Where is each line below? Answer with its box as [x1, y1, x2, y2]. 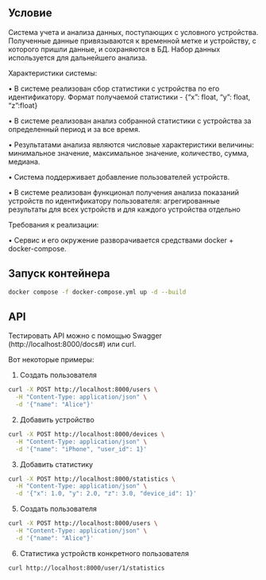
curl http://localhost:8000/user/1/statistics [8, 564, 165, 572]
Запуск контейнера [8, 267, 110, 281]
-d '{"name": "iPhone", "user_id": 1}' [15, 445, 148, 453]
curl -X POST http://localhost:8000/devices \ [8, 430, 165, 438]
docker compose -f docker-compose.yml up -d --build [8, 288, 187, 296]
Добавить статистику [19, 459, 94, 469]
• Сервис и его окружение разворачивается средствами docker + [8, 235, 234, 245]
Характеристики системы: [8, 68, 98, 78]
